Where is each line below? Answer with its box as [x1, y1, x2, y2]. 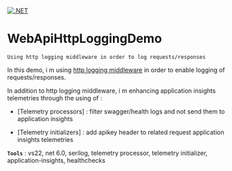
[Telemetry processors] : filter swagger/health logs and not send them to [17, 107, 225, 116]
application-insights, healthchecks [7, 156, 106, 164]
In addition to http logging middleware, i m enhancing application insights [7, 87, 216, 95]
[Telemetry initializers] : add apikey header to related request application [17, 128, 224, 136]
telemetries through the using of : [7, 93, 102, 102]
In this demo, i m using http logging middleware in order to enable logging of [7, 66, 225, 74]
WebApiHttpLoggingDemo [7, 31, 163, 46]
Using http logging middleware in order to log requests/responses [7, 53, 206, 60]
